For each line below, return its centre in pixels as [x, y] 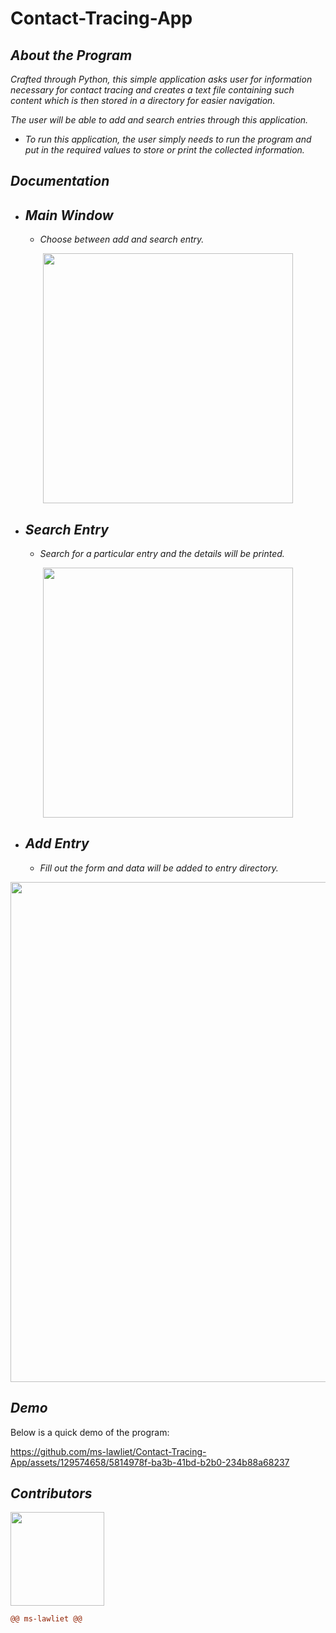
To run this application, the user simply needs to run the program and [168, 139]
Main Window [69, 215]
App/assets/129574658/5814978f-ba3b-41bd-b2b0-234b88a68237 [150, 1462]
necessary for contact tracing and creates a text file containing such [152, 90]
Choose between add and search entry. [122, 239]
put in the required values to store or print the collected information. [164, 150]
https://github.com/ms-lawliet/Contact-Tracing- [108, 1451]
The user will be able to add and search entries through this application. [159, 120]
